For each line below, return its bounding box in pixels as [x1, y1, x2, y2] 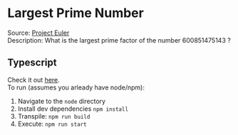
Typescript [7, 57, 57, 69]
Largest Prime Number [7, 5, 144, 21]
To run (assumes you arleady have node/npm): [7, 83, 145, 92]
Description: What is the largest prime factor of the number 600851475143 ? [7, 36, 232, 44]
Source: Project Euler [7, 28, 70, 37]
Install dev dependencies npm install [17, 104, 129, 113]
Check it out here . [7, 75, 61, 84]
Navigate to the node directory [17, 97, 105, 105]
